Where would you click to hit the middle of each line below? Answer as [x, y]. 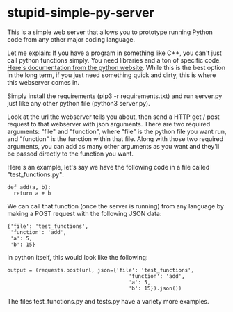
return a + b [32, 193]
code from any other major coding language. [71, 39]
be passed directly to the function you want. [71, 154]
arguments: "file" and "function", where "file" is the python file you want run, [117, 131]
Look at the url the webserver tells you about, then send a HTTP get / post [114, 117]
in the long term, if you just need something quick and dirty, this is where [112, 75]
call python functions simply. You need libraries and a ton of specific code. [114, 60]
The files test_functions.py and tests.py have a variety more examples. [108, 301]
